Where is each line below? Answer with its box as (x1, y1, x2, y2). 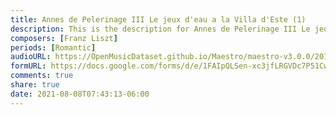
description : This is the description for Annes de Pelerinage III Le (10, 24, 311, 34)
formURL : (10, 61, 47, 71)
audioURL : (10, 52, 52, 62)
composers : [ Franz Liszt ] (10, 33, 118, 43)
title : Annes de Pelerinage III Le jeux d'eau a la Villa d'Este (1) (10, 14, 307, 25)
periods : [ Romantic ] (10, 42, 97, 53)
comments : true (10, 71, 74, 81)
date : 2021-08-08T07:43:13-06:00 (10, 89, 150, 99)
